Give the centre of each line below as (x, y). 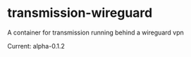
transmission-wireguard (80, 13)
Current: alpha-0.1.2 (36, 46)
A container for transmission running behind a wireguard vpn (96, 32)
